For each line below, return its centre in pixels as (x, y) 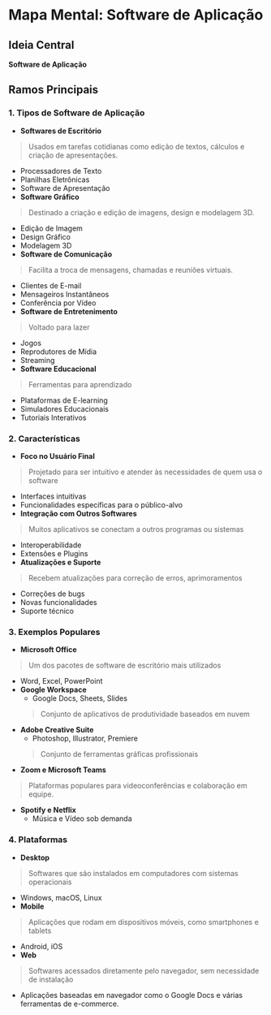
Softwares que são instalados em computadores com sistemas (133, 873)
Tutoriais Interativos (53, 417)
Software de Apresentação (65, 188)
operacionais (50, 882)
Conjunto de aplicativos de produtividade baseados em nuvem (145, 714)
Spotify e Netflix (48, 810)
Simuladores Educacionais (65, 408)
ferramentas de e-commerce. (69, 1004)
